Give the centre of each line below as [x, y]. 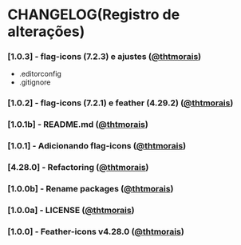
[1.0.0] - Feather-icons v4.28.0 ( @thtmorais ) [96, 231]
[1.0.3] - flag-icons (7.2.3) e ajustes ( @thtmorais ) [104, 57]
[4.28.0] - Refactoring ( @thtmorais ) [78, 168]
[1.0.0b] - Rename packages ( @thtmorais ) [91, 189]
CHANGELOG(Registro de [94, 15]
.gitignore [35, 82]
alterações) [46, 32]
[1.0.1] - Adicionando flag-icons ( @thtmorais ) [97, 146]
